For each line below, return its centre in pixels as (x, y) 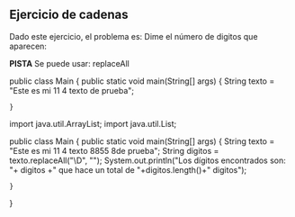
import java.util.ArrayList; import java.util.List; (93, 123)
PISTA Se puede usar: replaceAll (70, 63)
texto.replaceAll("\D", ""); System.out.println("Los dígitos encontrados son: (147, 160)
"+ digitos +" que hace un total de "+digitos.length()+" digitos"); (128, 169)
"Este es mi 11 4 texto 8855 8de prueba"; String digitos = (114, 150)
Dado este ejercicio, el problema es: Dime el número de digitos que (134, 36)
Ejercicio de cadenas (69, 15)
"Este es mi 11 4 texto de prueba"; (72, 90)
